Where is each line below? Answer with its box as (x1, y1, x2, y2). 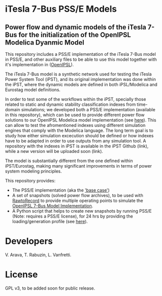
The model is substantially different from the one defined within (5, 158, 133, 164)
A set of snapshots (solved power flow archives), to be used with (12, 193, 143, 198)
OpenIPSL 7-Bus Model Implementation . (12, 203, 93, 209)
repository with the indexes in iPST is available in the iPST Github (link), (5, 143, 149, 149)
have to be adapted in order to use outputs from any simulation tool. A (5, 138, 146, 144)
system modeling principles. (5, 168, 62, 174)
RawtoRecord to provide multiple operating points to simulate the (12, 197, 143, 203)
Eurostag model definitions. (5, 87, 61, 93)
